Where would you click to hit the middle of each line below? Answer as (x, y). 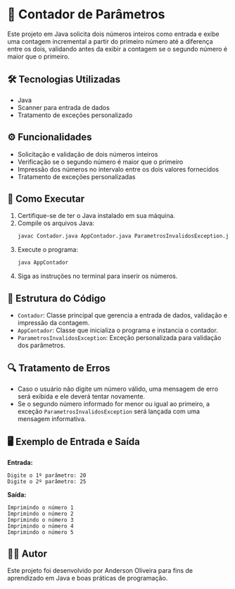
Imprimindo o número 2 (40, 514)
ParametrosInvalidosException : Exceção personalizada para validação (119, 337)
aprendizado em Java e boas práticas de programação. (88, 578)
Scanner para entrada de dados (64, 107)
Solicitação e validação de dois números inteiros (88, 154)
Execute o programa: (48, 250)
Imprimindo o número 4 (40, 526)
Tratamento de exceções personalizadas (76, 176)
